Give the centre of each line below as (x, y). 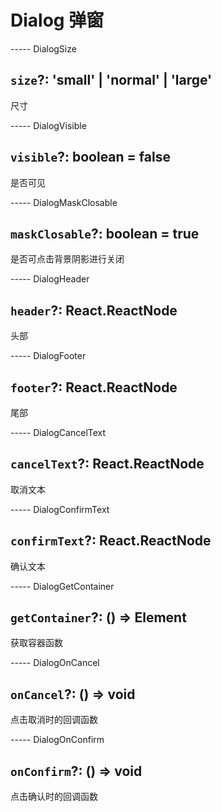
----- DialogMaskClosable (64, 202)
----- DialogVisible (48, 125)
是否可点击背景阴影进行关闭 (67, 259)
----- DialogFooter (48, 356)
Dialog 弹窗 (57, 20)
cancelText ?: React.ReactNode (107, 464)
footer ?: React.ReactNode (94, 387)
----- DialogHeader (50, 279)
